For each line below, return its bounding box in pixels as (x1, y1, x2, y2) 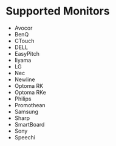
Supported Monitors (5, 4, 110, 18)
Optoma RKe (14, 88, 46, 96)
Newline (14, 76, 35, 83)
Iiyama (14, 56, 32, 64)
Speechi (14, 133, 36, 141)
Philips (14, 95, 32, 102)
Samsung (14, 108, 39, 115)
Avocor (14, 24, 33, 32)
